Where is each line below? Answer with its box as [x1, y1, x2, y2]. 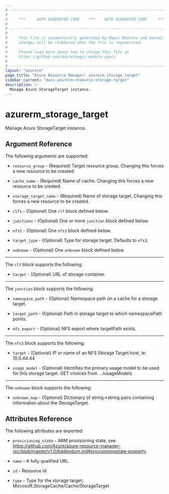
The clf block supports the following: [5, 262, 83, 268]
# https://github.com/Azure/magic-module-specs [5, 54, 116, 59]
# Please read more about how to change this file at [5, 49, 129, 54]
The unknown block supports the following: [5, 385, 92, 391]
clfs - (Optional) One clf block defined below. [12, 208, 109, 214]
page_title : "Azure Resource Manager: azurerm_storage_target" [5, 73, 141, 78]
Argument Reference [5, 139, 72, 148]
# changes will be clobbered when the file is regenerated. [5, 40, 143, 45]
